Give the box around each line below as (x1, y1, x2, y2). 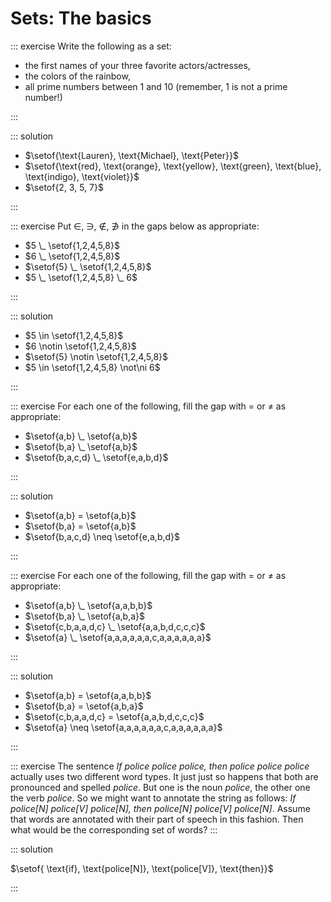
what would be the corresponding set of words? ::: (10, 823, 218, 836)
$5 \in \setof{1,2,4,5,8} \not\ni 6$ (24, 361, 161, 373)
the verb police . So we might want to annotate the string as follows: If (10, 792, 297, 804)
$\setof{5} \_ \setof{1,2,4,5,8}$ (24, 260, 152, 272)
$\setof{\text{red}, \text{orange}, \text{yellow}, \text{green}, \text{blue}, (24, 160, 322, 172)
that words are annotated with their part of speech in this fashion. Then (10, 813, 304, 825)
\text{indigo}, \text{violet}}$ (24, 170, 140, 182)
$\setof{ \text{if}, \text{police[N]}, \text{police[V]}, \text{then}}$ (10, 862, 274, 874)
